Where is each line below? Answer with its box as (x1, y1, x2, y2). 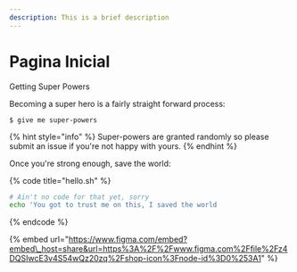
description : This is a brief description (9, 12, 169, 22)
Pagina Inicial (9, 51, 111, 71)
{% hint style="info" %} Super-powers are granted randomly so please (9, 131, 269, 142)
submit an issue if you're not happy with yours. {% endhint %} (9, 140, 238, 152)
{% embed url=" (9, 234, 70, 245)
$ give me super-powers (9, 115, 98, 125)
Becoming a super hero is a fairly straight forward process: (9, 98, 226, 109)
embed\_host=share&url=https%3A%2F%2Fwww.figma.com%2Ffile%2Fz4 (9, 243, 288, 254)
